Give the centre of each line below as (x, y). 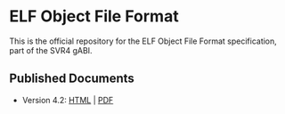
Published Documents (72, 79)
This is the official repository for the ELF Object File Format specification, (143, 41)
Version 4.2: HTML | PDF (68, 100)
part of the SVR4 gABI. (51, 50)
